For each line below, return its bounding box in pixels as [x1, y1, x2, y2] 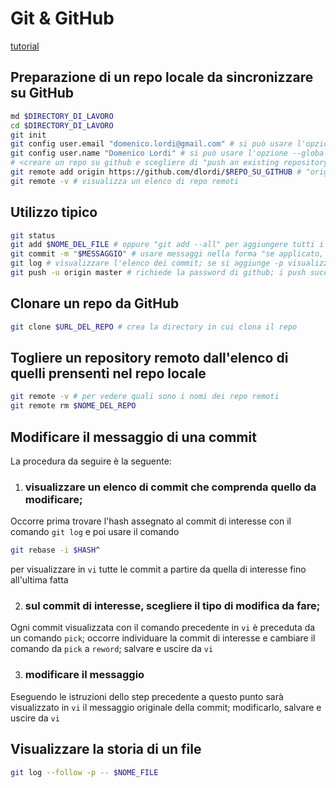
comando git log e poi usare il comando [10, 526, 180, 538]
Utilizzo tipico [10, 204, 98, 221]
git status [10, 230, 56, 241]
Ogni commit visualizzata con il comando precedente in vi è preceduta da [10, 622, 316, 634]
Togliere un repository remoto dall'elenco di [10, 350, 289, 367]
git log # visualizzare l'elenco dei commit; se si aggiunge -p [10, 258, 284, 269]
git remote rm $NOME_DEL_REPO [10, 401, 137, 411]
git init [10, 130, 47, 140]
